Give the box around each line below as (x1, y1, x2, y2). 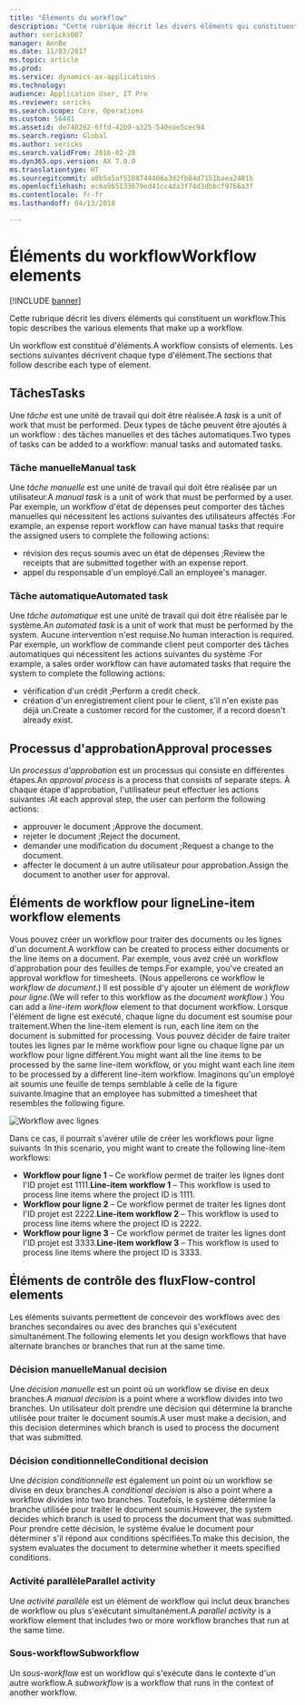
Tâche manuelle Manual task (9, 461, 136, 474)
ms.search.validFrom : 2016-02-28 (9, 148, 136, 157)
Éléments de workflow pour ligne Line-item (9, 896, 256, 911)
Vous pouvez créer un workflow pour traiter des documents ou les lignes (9, 934, 282, 945)
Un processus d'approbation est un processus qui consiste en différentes (9, 765, 285, 776)
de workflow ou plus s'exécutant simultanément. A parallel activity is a (9, 1605, 271, 1616)
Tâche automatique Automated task (9, 589, 169, 602)
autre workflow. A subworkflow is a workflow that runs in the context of (9, 1677, 274, 1688)
